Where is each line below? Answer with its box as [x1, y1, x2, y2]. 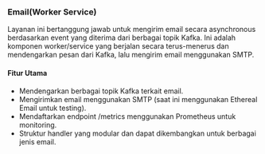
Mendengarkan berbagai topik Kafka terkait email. [18, 86, 184, 96]
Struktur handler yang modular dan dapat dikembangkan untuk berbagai [18, 128, 256, 138]
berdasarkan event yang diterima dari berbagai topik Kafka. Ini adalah [7, 33, 236, 42]
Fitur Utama [7, 68, 48, 77]
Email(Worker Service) [7, 6, 97, 18]
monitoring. [18, 120, 57, 129]
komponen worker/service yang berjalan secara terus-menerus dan [7, 41, 229, 51]
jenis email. [18, 136, 57, 146]
